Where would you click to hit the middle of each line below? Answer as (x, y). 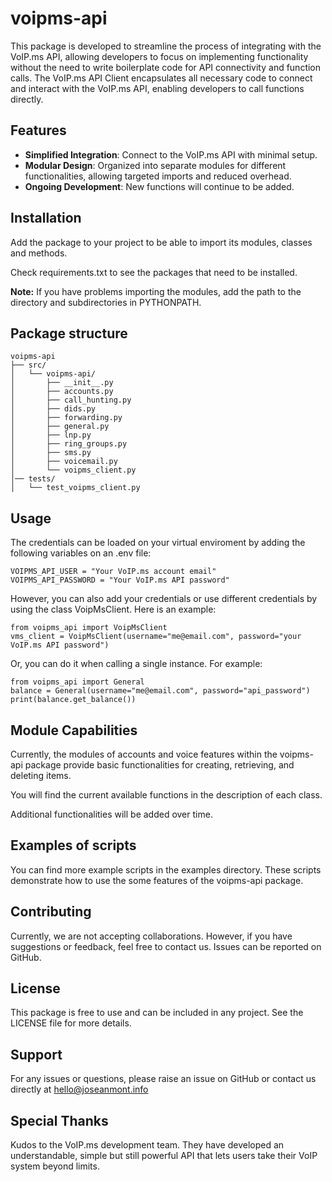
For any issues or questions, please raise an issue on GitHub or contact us (163, 1079)
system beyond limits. (55, 1166)
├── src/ (28, 365)
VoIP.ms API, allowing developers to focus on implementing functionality (159, 56)
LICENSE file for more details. (71, 1023)
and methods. (39, 253)
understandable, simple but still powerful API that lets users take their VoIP (164, 1156)
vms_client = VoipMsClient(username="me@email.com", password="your (156, 637)
